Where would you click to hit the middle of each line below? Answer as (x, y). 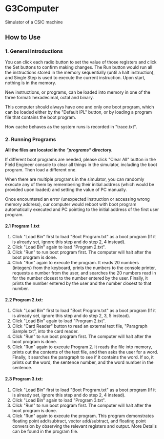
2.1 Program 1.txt (22, 226)
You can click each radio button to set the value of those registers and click (81, 62)
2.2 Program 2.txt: (24, 300)
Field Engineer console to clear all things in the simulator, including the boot (81, 165)
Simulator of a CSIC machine (34, 22)
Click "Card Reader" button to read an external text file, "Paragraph (80, 326)
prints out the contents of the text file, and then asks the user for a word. (85, 352)
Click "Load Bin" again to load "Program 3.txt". (59, 400)
